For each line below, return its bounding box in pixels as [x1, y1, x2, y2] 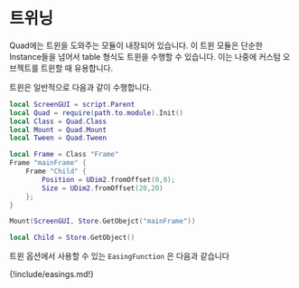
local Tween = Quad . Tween [9, 133, 107, 143]
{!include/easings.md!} [9, 269, 95, 280]
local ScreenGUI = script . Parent [9, 100, 135, 109]
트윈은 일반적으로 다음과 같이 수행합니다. [9, 82, 152, 92]
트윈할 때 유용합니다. [40, 62, 114, 73]
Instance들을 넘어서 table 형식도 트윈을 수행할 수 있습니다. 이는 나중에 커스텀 [9, 51, 282, 62]
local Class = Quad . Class [9, 117, 107, 126]
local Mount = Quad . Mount [9, 125, 107, 134]
